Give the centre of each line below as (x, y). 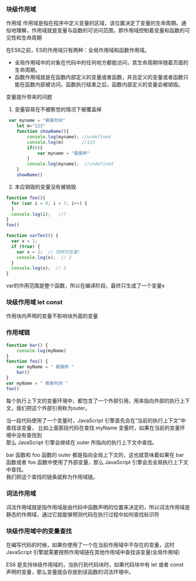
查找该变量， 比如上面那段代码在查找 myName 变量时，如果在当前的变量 (93, 428)
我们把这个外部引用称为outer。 (53, 408)
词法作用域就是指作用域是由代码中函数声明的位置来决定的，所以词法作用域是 (98, 507)
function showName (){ (43, 132)
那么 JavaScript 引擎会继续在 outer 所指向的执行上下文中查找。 (82, 442)
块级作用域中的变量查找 (39, 531)
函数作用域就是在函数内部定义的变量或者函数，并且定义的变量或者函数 (99, 77)
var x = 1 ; (24, 241)
